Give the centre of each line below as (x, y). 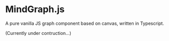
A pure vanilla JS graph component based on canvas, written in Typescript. (85, 23)
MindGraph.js (35, 9)
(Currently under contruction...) (38, 33)
